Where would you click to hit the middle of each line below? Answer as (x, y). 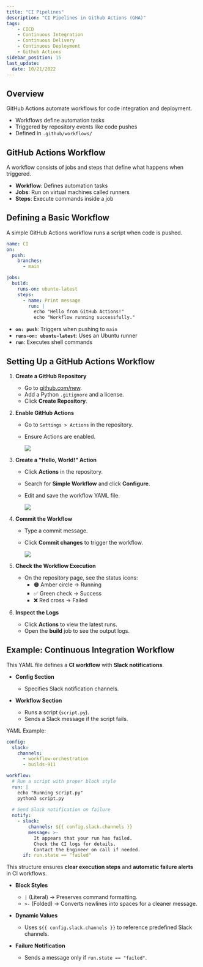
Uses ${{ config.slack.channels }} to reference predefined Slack (108, 927)
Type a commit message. (56, 531)
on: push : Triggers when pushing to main (66, 329)
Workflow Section (39, 700)
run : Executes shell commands (54, 342)
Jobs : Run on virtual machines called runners (72, 192)
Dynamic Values (36, 916)
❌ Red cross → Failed (61, 600)
